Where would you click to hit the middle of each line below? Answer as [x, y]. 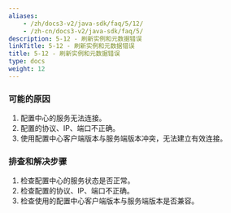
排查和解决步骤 [38, 161]
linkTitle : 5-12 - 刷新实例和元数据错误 [72, 46]
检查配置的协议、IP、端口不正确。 [77, 191]
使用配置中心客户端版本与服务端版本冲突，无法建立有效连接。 [124, 138]
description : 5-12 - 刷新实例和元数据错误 [75, 39]
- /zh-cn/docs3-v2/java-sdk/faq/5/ [83, 31]
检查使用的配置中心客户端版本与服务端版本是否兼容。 [109, 201]
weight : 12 [27, 69]
